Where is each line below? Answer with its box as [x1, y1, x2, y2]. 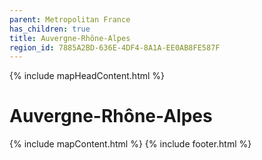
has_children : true [9, 24, 91, 34]
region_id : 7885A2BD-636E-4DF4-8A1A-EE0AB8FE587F [9, 42, 221, 53]
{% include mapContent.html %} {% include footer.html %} [9, 138, 252, 150]
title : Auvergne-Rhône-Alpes [9, 33, 131, 43]
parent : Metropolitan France [9, 14, 131, 25]
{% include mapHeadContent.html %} [9, 70, 166, 82]
